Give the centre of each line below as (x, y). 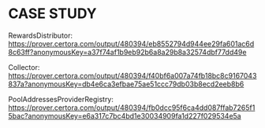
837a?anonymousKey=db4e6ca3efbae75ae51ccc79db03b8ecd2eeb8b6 (126, 84)
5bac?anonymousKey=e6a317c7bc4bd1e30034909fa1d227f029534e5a (125, 115)
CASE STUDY (52, 14)
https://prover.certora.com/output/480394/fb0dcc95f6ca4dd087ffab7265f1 (132, 108)
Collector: (24, 67)
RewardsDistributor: (41, 35)
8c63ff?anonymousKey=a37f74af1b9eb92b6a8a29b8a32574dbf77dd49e (127, 52)
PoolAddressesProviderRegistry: (61, 99)
